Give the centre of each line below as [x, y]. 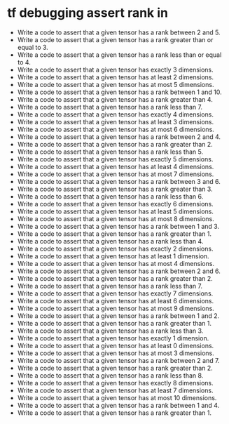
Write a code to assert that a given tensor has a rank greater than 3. [115, 189]
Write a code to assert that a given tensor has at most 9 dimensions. [116, 308]
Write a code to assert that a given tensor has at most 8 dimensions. [116, 218]
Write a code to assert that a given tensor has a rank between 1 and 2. [118, 316]
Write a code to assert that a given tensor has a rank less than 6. [110, 196]
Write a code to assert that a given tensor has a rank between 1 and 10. [119, 92]
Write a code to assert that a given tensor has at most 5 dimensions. [116, 84]
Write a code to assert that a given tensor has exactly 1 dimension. [113, 338]
